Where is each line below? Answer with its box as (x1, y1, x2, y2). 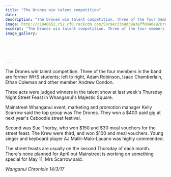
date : (5, 12, 17, 17)
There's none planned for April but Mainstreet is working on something (5, 151, 154, 157)
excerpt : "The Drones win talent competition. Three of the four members (5, 26, 165, 31)
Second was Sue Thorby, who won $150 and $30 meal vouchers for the (5, 125, 156, 131)
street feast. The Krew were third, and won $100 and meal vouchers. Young (5, 130, 164, 136)
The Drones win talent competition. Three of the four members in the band (5, 68, 162, 75)
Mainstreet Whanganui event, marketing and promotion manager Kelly (5, 104, 152, 111)
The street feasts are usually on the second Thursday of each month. (5, 146, 151, 152)
